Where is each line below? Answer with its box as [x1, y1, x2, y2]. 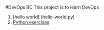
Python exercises [12, 19, 50, 25]
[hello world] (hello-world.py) [12, 14, 75, 19]
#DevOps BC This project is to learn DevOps [5, 4, 99, 10]
